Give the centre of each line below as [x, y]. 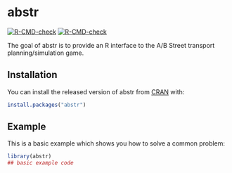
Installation [32, 75]
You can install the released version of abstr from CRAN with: [96, 91]
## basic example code [40, 163]
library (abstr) [30, 156]
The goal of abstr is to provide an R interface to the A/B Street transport [111, 45]
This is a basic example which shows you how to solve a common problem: [116, 143]
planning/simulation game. [46, 53]
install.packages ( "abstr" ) [47, 105]
